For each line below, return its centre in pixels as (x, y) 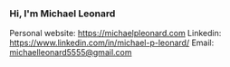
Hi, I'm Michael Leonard (62, 14)
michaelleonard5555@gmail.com (71, 53)
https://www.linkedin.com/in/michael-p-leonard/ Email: (112, 43)
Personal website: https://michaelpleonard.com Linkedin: (115, 33)
